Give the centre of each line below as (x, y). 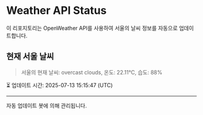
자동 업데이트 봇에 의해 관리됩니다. (47, 105)
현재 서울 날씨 (30, 57)
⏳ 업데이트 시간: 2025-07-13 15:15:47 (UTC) (60, 85)
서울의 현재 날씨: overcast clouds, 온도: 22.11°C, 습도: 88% (92, 72)
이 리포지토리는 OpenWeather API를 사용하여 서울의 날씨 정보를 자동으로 (92, 28)
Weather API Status (56, 11)
